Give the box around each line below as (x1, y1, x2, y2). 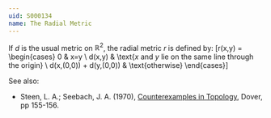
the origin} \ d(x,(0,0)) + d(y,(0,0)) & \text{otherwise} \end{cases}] (8, 61, 229, 70)
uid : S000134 (8, 11, 53, 20)
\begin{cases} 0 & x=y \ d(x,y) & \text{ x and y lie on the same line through (8, 52, 254, 61)
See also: (8, 76, 40, 86)
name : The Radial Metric (8, 19, 92, 27)
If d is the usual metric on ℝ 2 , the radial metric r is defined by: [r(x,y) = (8, 41, 243, 53)
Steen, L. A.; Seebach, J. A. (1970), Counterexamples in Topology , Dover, (19, 92, 263, 102)
